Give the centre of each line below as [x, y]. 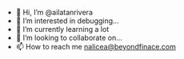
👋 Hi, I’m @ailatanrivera [54, 12]
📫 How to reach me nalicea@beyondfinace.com [96, 47]
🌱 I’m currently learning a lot [62, 29]
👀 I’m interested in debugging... [67, 21]
